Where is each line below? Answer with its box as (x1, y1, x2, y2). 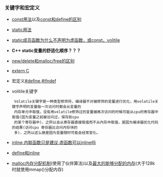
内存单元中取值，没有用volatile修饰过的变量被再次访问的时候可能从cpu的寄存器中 (14, 109, 159, 115)
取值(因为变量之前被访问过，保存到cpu (11, 115, 79, 120)
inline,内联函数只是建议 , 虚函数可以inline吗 (11, 140, 96, 146)
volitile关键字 (11, 88, 38, 94)
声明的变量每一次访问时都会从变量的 (19, 104, 81, 109)
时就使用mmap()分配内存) (11, 167, 64, 173)
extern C (11, 68, 30, 74)
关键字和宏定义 (4, 4, 40, 11)
